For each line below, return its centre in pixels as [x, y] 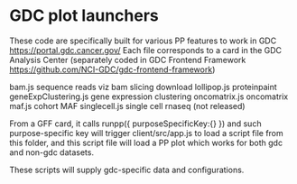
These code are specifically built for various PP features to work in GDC [143, 41]
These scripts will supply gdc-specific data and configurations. [127, 170]
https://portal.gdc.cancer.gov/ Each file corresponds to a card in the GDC [146, 50]
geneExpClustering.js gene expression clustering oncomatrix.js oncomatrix [149, 97]
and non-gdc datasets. [52, 152]
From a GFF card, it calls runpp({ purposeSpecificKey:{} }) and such [135, 124]
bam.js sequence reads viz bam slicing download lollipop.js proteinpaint [143, 87]
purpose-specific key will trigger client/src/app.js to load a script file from [147, 133]
